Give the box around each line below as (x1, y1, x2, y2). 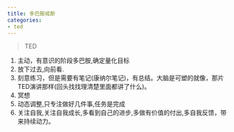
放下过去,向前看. (17, 65, 64, 74)
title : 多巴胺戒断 (7, 10, 56, 17)
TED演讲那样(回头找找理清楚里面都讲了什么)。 (17, 83, 151, 91)
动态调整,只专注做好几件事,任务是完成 (17, 100, 126, 108)
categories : (7, 17, 42, 24)
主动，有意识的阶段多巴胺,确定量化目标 (17, 56, 130, 65)
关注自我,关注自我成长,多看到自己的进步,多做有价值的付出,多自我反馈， (17, 108, 221, 117)
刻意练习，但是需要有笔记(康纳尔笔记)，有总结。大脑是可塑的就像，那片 (17, 74, 225, 82)
